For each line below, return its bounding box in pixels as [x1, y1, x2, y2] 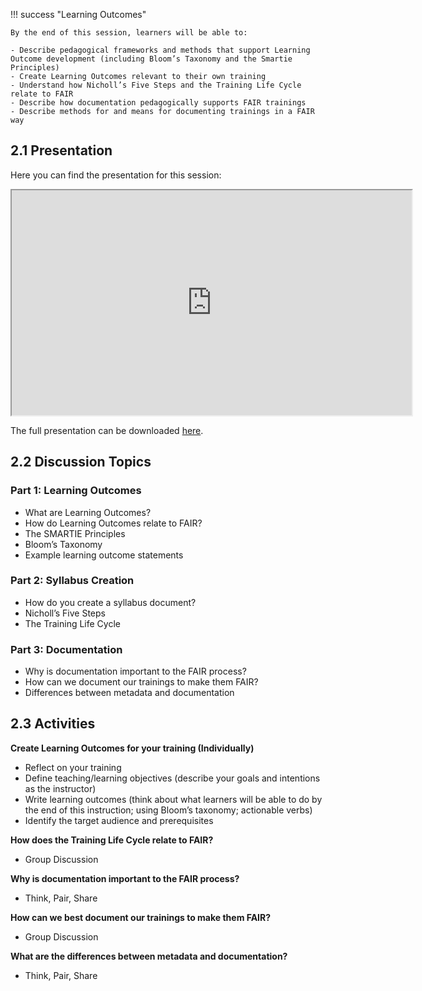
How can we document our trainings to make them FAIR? [24, 676, 259, 688]
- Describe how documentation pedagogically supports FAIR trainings [10, 98, 307, 108]
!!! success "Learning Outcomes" [10, 9, 147, 20]
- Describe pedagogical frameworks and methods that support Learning [10, 45, 311, 55]
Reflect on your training [24, 761, 122, 773]
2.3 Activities [10, 715, 96, 733]
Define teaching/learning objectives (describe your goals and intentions [24, 772, 321, 784]
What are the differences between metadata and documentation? [10, 950, 288, 962]
